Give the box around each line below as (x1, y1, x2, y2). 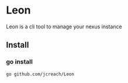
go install (6, 58, 33, 66)
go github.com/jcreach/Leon (6, 71, 75, 77)
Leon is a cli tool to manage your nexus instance (6, 23, 123, 30)
